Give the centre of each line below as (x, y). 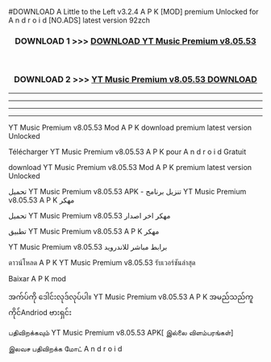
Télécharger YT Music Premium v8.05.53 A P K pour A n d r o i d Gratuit (127, 152)
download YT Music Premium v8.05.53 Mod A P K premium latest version (130, 167)
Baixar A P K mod (38, 278)
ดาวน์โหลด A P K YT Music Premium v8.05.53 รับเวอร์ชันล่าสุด (102, 262)
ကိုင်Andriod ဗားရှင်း (40, 312)
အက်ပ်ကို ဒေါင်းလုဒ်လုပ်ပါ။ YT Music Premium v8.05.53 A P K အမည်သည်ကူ (131, 297)
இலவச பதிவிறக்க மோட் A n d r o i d (65, 348)
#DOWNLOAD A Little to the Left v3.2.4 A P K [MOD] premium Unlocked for (134, 12)
